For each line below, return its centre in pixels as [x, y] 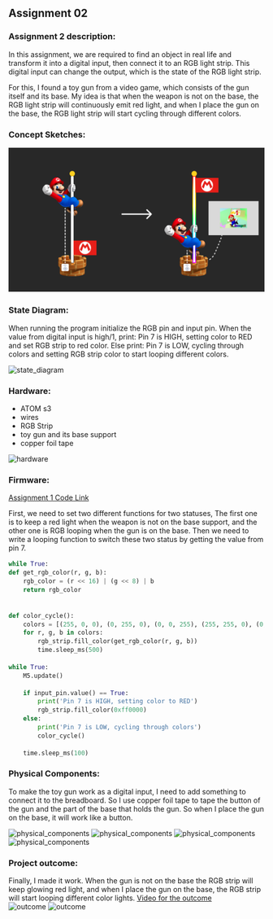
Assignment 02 [48, 13]
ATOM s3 [36, 409]
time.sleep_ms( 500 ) [71, 650]
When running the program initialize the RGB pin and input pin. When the [130, 328]
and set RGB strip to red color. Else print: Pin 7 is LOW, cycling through [126, 345]
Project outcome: [43, 863]
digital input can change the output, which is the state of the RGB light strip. [135, 72]
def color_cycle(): [41, 615]
